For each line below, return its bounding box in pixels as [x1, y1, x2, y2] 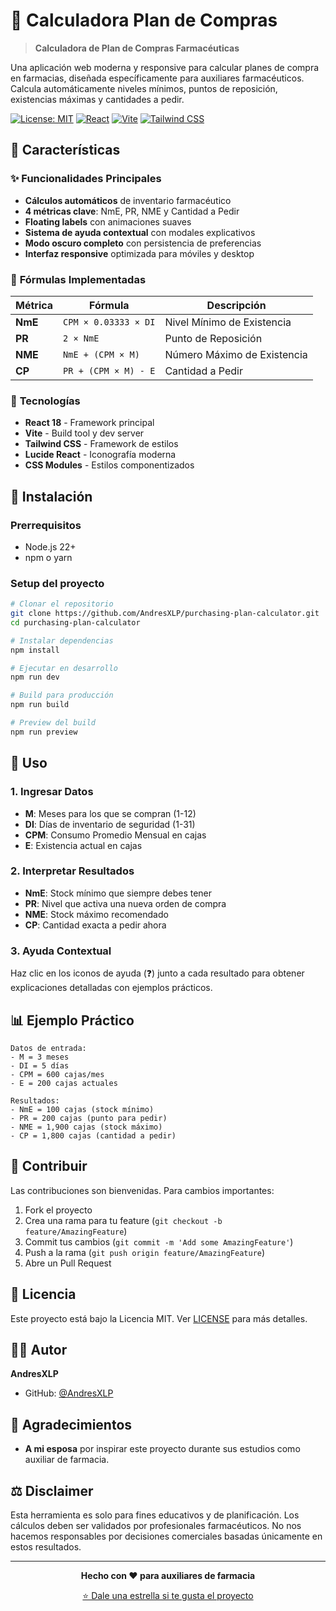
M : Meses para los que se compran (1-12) [24, 807, 197, 819]
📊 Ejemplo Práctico [10, 1012, 135, 1029]
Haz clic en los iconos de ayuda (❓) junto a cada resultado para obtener [10, 967, 305, 979]
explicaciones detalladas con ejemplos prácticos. [10, 982, 213, 994]
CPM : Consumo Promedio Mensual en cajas [24, 829, 207, 841]
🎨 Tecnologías [10, 394, 81, 408]
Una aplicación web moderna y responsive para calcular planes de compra [10, 61, 320, 73]
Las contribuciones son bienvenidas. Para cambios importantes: [10, 1184, 275, 1196]
